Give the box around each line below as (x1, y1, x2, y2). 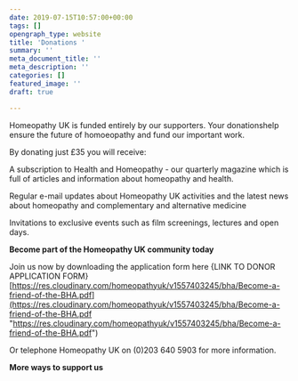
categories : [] (9, 71, 66, 80)
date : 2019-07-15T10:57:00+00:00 (9, 12, 133, 22)
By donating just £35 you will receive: (9, 146, 147, 157)
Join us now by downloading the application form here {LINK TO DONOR (9, 261, 276, 272)
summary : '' (9, 46, 53, 55)
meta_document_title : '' (9, 54, 101, 63)
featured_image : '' (9, 79, 82, 88)
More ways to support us (9, 361, 104, 372)
